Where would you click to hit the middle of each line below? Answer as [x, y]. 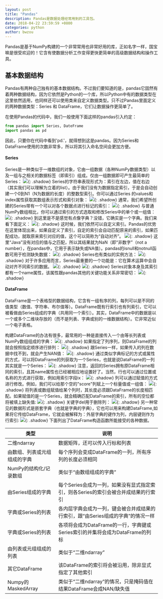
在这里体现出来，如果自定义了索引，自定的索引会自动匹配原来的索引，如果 [79, 230]
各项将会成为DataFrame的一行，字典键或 [105, 525]
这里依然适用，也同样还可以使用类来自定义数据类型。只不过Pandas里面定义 [81, 100]
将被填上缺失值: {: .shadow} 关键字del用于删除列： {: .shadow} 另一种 [79, 402]
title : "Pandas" [21, 14]
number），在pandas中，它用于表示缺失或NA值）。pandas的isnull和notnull [79, 248]
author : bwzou [19, 32]
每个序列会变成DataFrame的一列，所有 [102, 452]
